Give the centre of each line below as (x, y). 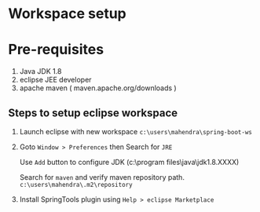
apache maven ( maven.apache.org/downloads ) (98, 88)
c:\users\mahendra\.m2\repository (76, 185)
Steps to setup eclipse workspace (93, 113)
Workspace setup (68, 14)
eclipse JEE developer (55, 80)
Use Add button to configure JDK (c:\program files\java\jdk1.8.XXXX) (129, 162)
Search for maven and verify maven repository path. (102, 177)
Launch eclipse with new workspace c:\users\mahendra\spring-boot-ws (136, 131)
